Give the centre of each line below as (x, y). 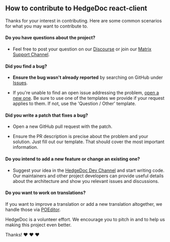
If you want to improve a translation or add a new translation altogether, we (84, 204)
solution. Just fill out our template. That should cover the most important (88, 142)
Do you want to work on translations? (46, 193)
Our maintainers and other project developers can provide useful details (88, 176)
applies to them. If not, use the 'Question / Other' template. (74, 103)
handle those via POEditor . (33, 209)
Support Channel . (31, 55)
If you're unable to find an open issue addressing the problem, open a (86, 93)
